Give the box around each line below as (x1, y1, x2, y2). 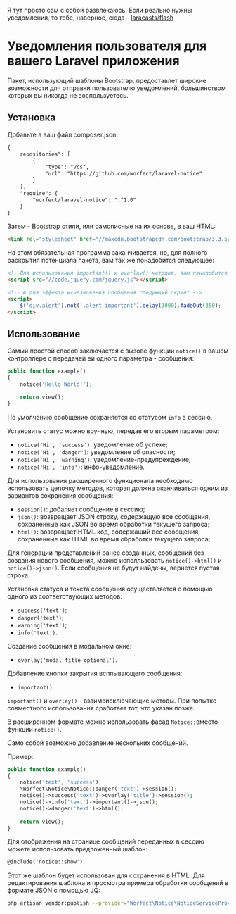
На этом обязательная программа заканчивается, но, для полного (7, 249, 208, 257)
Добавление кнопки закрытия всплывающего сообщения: (7, 669, 183, 677)
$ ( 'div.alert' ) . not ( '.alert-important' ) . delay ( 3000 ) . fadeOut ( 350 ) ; (20, 302, 222, 309)
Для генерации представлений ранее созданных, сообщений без (7, 549, 204, 557)
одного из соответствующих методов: (7, 591, 123, 601)
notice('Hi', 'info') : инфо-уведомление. (17, 463, 145, 471)
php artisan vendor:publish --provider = (7, 900, 128, 907)
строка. (7, 570, 30, 580)
